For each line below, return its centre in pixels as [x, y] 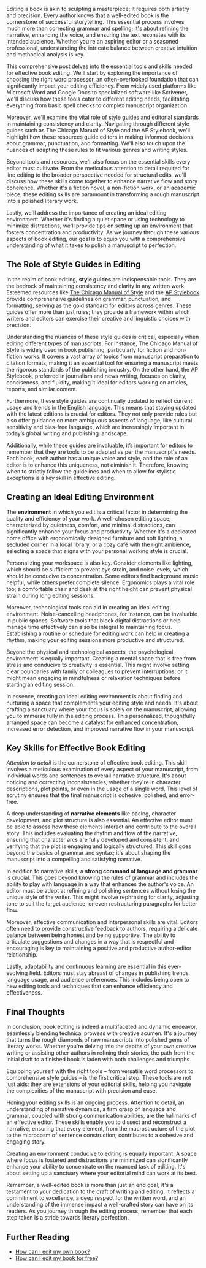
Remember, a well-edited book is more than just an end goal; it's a [90, 1185]
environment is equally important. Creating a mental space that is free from [101, 658]
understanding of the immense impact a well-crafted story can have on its [100, 1205]
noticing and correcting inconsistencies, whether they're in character [93, 782]
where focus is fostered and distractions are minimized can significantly [97, 1160]
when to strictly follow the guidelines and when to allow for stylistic [91, 471]
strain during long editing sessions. [51, 595]
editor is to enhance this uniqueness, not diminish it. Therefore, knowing [97, 465]
